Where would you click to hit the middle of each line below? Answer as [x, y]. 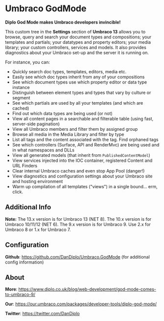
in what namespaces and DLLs [43, 150]
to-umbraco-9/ [20, 294]
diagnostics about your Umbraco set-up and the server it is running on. [77, 53]
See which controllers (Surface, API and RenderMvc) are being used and [86, 145]
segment [21, 98]
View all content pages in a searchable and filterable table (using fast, [83, 118]
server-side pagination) [36, 124]
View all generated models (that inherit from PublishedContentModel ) [81, 155]
